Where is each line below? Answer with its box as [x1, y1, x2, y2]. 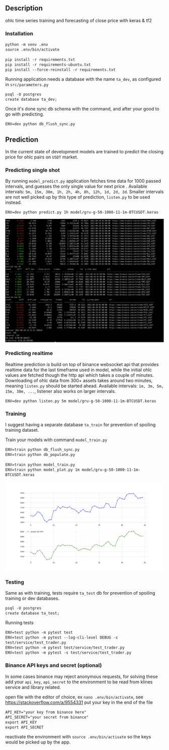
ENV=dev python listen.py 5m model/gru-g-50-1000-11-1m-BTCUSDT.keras [5, 398, 156, 403]
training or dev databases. [5, 595, 59, 602]
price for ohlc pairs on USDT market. [5, 154, 78, 160]
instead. [5, 199, 22, 206]
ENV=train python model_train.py [5, 463, 75, 468]
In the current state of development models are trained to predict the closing [5, 148, 163, 154]
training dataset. [5, 427, 39, 433]
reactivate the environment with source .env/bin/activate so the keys [5, 733, 151, 739]
